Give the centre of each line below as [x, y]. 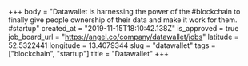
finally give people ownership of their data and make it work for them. [123, 20]
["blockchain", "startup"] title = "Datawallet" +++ [89, 54]
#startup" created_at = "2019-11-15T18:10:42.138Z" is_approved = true [124, 28]
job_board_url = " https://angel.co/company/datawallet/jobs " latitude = [124, 37]
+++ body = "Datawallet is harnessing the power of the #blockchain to [124, 12]
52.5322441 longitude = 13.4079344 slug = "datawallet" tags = [112, 45]
